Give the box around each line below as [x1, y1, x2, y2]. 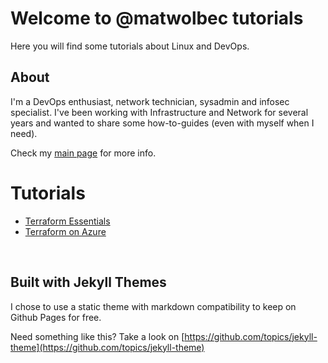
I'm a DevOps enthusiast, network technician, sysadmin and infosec [10, 95, 290, 107]
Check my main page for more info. [10, 147, 157, 159]
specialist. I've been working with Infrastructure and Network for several [10, 106, 309, 118]
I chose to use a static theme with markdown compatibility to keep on [10, 300, 297, 312]
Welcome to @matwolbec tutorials [10, 7, 304, 30]
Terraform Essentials [24, 215, 111, 227]
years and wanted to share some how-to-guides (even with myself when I [10, 117, 315, 129]
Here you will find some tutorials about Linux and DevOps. [10, 40, 250, 52]
